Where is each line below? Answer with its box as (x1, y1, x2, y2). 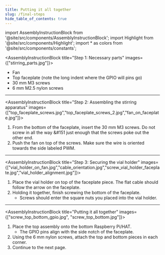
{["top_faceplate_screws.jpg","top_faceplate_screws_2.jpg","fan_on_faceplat (5, 110, 159, 116)
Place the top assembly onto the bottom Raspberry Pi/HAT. (12, 224, 132, 229)
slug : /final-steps (5, 12, 45, 17)
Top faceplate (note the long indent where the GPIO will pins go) (12, 75, 142, 81)
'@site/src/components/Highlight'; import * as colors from (5, 40, 123, 46)
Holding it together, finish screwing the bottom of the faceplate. (12, 190, 141, 196)
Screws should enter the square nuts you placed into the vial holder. (19, 195, 158, 201)
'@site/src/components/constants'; (5, 45, 77, 51)
